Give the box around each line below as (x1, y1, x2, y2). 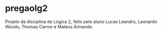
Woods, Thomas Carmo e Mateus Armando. (5, 23, 94, 29)
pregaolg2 (5, 3, 48, 14)
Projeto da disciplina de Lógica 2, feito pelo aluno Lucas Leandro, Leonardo (5, 19, 158, 24)
